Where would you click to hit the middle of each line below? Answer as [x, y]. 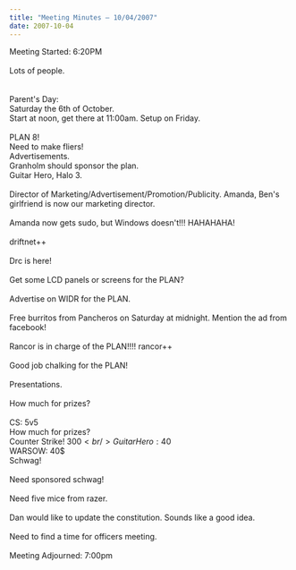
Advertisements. [39, 156]
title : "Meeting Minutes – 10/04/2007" [84, 17]
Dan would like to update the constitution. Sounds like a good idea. [132, 517]
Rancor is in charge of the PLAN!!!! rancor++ [91, 346]
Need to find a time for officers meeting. [83, 536]
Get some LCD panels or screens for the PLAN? [97, 279]
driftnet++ [28, 242]
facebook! [28, 327]
